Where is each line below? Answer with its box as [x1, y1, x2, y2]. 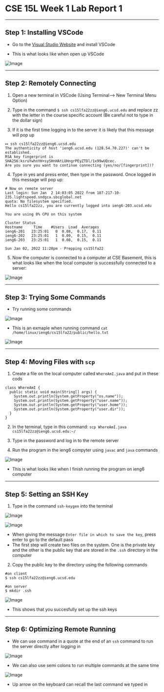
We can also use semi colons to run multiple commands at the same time [12, 662, 159, 668]
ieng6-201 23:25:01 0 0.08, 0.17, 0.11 [5, 229, 102, 234]
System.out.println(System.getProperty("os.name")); [14, 394, 123, 399]
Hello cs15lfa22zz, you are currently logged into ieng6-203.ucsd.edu [5, 203, 152, 208]
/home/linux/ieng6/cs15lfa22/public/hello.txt [12, 330, 109, 335]
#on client [5, 571, 27, 576]
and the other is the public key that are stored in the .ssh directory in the [12, 547, 158, 553]
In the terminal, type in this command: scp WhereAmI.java [12, 424, 127, 430]
